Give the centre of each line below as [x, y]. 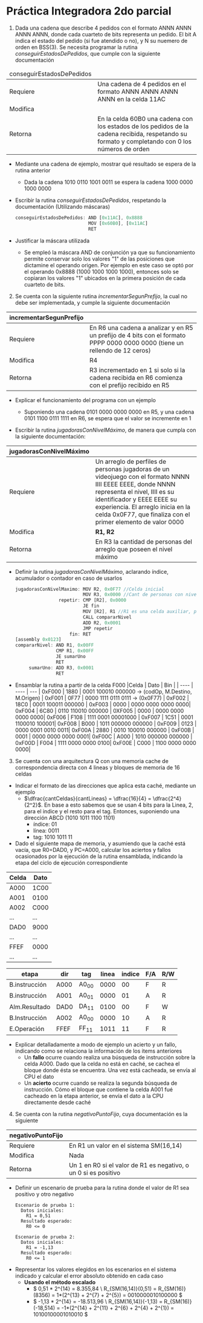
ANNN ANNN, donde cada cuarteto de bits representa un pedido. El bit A [106, 34]
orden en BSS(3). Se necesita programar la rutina [76, 47]
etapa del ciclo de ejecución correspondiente [71, 862]
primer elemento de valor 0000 [140, 522]
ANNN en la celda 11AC [132, 99]
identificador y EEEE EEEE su [136, 499]
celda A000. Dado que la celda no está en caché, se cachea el [102, 1064]
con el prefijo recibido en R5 [130, 385]
